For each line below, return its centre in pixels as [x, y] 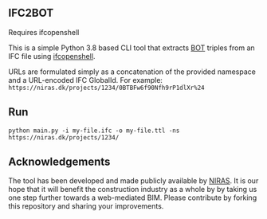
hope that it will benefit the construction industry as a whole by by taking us [133, 190]
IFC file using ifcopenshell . [52, 56]
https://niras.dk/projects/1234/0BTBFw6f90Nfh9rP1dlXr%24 [106, 88]
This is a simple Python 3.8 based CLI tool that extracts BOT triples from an [132, 48]
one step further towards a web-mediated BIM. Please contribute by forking [133, 197]
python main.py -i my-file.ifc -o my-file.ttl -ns [94, 131]
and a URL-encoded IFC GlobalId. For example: [86, 80]
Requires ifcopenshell [44, 32]
